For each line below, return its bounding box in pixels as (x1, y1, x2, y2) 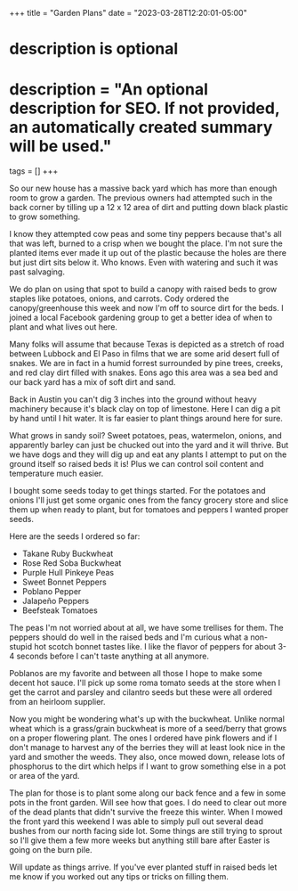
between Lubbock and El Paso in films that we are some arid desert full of (9, 348, 280, 359)
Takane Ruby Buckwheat (21, 548, 114, 560)
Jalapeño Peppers (21, 596, 90, 607)
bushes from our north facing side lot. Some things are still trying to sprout (9, 826, 283, 837)
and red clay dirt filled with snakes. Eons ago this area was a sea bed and (9, 367, 278, 378)
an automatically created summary (9, 118, 273, 137)
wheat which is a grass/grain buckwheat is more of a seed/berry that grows (9, 723, 287, 734)
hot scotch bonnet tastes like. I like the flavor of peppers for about (34, 642, 277, 652)
